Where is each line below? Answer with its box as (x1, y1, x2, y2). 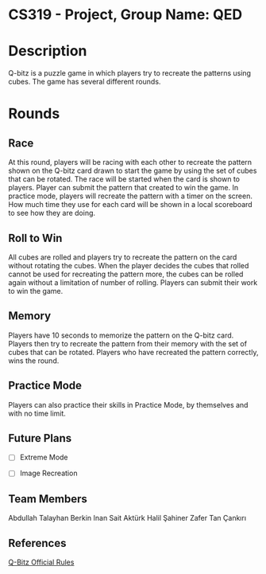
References (8, 536, 67, 550)
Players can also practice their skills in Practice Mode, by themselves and (8, 400, 249, 409)
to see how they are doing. (8, 209, 96, 218)
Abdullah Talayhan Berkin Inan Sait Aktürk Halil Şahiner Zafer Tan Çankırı (8, 513, 247, 523)
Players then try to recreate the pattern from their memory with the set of (8, 338, 248, 348)
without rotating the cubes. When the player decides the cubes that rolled (8, 260, 249, 270)
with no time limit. (8, 408, 66, 418)
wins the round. (8, 356, 60, 365)
